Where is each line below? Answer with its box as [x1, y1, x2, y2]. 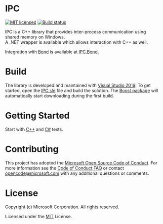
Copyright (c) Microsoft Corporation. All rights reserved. [5, 204, 120, 210]
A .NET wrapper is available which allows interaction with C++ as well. [5, 39, 148, 45]
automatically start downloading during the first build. [5, 93, 115, 98]
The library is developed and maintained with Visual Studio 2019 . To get [5, 82, 151, 88]
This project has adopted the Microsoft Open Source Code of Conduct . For [5, 160, 158, 165]
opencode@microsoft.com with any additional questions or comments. [5, 170, 149, 176]
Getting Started [5, 110, 70, 121]
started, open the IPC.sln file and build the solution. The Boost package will [5, 87, 158, 94]
